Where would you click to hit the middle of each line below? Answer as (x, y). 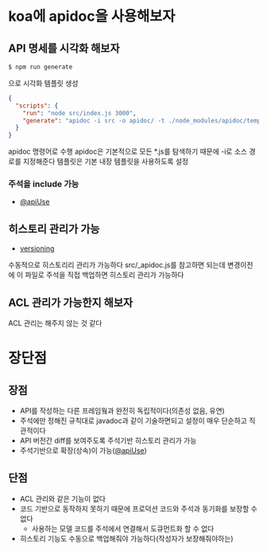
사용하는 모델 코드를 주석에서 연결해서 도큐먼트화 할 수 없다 (123, 528)
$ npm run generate (41, 67)
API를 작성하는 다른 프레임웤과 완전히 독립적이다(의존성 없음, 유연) (122, 411)
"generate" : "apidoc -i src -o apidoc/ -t (94, 120)
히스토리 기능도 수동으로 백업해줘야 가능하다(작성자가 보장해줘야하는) (126, 538)
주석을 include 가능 (44, 184)
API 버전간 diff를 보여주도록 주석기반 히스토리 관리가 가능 (108, 441)
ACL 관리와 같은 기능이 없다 (62, 498)
